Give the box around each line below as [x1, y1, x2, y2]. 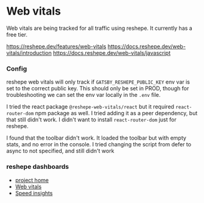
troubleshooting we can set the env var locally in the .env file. [6, 91, 161, 99]
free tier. [6, 30, 28, 38]
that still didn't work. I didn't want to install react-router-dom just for [6, 116, 177, 123]
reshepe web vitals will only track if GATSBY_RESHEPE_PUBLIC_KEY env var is [6, 78, 191, 86]
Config [6, 64, 27, 73]
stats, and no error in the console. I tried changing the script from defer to [6, 141, 192, 148]
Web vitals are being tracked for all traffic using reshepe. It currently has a [6, 24, 193, 32]
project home [15, 176, 49, 183]
